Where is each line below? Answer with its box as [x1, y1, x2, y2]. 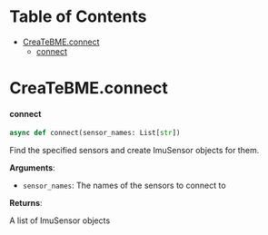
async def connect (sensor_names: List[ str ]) [9, 129, 181, 138]
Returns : [9, 198, 43, 209]
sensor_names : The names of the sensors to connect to [22, 180, 226, 191]
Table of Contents [9, 6, 147, 27]
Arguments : [9, 162, 56, 173]
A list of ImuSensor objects [9, 215, 111, 226]
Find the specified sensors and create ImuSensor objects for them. [9, 145, 260, 156]
